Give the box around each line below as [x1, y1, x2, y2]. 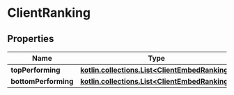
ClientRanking [7, 5, 91, 21]
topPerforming [10, 65, 61, 75]
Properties [7, 33, 54, 45]
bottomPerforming [10, 77, 74, 86]
